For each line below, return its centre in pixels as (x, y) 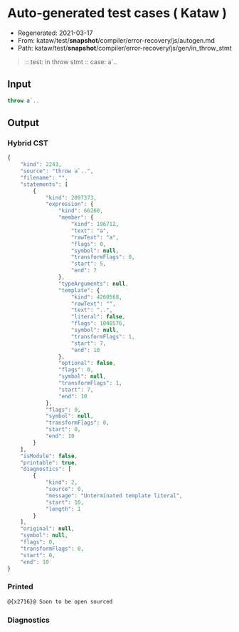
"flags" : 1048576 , (98, 323)
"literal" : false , (98, 317)
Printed (20, 587)
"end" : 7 (84, 271)
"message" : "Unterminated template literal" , (114, 496)
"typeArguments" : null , (94, 284)
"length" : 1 (63, 509)
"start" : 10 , (64, 502)
